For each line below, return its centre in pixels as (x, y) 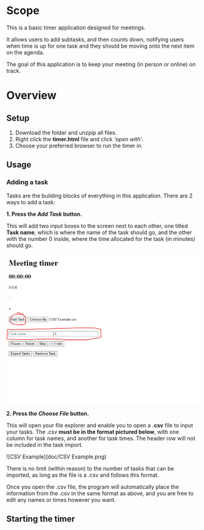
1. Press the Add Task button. (44, 214)
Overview (31, 96)
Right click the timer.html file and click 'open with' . (79, 139)
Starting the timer (41, 519)
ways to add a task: (31, 202)
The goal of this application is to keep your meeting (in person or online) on (101, 64)
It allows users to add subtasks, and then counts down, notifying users (95, 39)
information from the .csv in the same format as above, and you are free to (100, 493)
